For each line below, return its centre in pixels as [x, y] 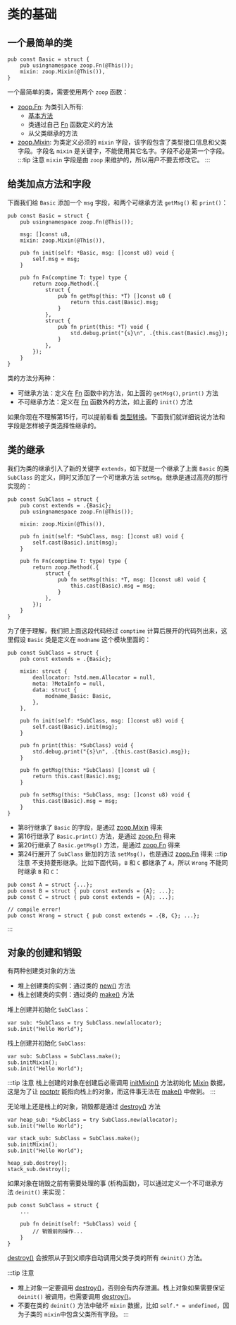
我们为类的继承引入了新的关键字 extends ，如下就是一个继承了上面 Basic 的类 [118, 468]
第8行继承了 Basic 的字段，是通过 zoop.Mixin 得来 [90, 827]
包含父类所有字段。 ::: [97, 1314]
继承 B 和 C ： [42, 871]
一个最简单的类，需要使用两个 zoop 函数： [68, 92]
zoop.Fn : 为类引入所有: [50, 107]
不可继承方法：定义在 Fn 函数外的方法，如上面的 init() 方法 [105, 401]
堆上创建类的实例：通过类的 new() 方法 [74, 986]
